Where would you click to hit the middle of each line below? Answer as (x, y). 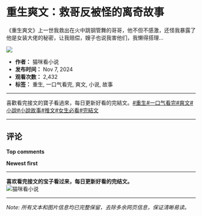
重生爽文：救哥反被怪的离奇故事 (85, 12)
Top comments (26, 152)
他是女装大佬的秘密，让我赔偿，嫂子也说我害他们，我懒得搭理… (85, 37)
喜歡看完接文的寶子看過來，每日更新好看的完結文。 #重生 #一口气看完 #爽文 (98, 102)
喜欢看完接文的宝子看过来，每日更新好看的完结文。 (69, 181)
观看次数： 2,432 (36, 76)
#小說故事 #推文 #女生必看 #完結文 (58, 110)
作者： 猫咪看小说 (37, 61)
